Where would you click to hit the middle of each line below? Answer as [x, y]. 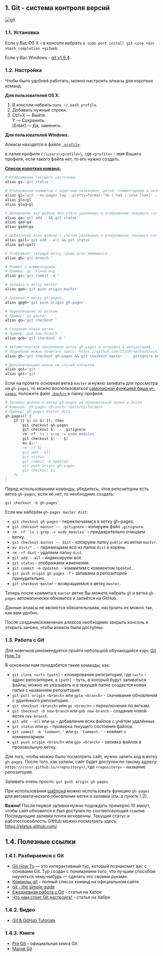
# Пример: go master [26, 316]
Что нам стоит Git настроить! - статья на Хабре [61, 897]
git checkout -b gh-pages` [32, 503]
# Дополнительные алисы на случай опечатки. [51, 365]
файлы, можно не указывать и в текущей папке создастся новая [79, 685]
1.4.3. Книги [20, 933]
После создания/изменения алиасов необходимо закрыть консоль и [77, 622]
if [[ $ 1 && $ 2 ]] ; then [39, 421]
